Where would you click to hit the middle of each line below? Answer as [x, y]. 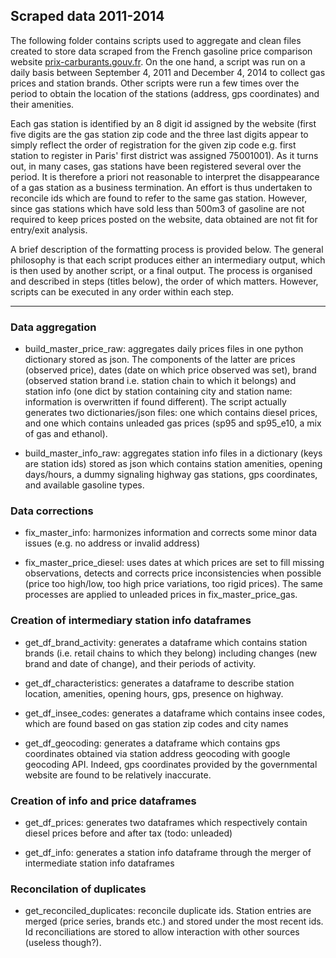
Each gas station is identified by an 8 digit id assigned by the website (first [163, 123]
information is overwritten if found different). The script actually [155, 402]
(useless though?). [63, 943]
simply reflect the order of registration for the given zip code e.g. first [153, 145]
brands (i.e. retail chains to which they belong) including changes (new [171, 653]
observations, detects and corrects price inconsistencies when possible [173, 573]
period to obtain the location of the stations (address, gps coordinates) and [165, 93]
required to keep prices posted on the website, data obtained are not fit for [164, 219]
